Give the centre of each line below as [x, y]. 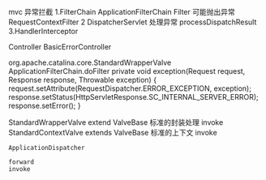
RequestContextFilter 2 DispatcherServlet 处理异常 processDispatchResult [133, 22]
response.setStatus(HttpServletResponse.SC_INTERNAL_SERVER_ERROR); [134, 97]
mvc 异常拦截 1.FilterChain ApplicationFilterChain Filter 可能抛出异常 [122, 12]
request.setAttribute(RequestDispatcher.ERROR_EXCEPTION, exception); [130, 88]
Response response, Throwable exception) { [82, 80]
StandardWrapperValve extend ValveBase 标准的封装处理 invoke [116, 122]
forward [21, 162]
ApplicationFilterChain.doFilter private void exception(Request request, [127, 71]
